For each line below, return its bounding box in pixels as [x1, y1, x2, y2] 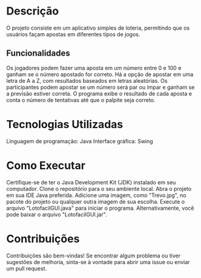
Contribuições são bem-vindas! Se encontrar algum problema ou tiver [6, 252, 180, 259]
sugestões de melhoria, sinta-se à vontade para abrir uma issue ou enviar [6, 258, 190, 265]
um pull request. [6, 265, 47, 272]
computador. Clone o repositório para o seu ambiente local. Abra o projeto [6, 185, 192, 192]
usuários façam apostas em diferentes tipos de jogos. [6, 30, 140, 37]
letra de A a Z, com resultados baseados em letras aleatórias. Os [6, 77, 168, 84]
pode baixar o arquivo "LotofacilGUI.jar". [6, 210, 107, 218]
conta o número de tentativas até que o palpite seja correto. [6, 96, 156, 103]
